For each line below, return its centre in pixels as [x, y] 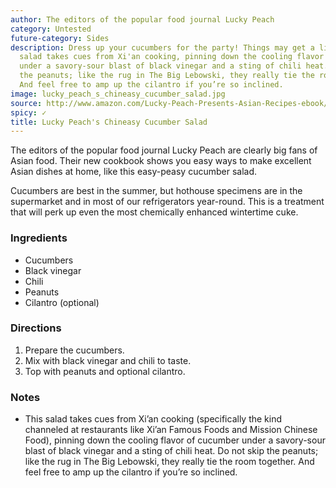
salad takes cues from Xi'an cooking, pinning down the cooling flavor [172, 57]
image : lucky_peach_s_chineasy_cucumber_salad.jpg [118, 94]
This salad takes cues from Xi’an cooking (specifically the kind [153, 419]
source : [26, 103]
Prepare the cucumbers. [74, 350]
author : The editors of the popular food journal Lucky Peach [142, 19]
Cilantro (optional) [62, 302]
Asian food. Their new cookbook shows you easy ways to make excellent [161, 161]
